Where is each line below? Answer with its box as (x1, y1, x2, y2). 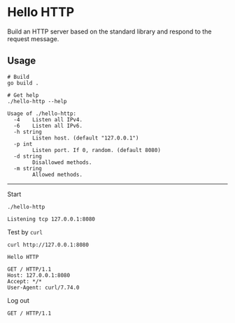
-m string (13, 165, 42, 172)
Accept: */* (7, 278, 42, 285)
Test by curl (7, 227, 43, 236)
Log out (7, 296, 30, 304)
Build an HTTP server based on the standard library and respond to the (7, 27, 212, 36)
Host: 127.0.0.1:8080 (7, 271, 71, 279)
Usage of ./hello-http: (7, 110, 77, 117)
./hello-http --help (7, 98, 68, 105)
